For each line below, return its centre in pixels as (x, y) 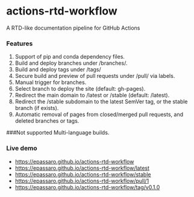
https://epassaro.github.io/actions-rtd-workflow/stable (83, 174)
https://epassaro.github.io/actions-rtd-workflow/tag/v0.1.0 (87, 187)
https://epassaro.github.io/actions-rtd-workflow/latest (82, 168)
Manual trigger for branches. (51, 82)
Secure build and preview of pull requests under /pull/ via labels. (95, 76)
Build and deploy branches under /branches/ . (71, 63)
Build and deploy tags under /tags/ (58, 69)
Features (20, 44)
